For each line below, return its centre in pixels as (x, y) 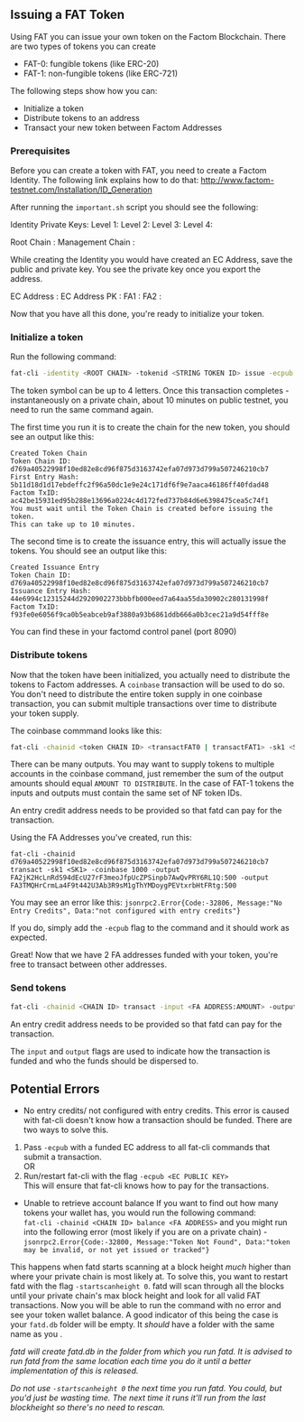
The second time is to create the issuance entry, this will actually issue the (148, 542)
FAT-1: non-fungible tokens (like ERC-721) (101, 73)
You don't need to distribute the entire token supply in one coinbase (136, 693)
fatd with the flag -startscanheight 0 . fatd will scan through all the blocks (147, 1287)
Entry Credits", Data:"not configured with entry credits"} (126, 911)
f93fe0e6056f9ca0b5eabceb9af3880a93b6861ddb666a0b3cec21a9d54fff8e (140, 615)
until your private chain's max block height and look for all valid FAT (135, 1296)
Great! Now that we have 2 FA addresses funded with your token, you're (144, 955)
